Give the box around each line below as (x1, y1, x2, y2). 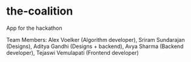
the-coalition (6, 4, 73, 18)
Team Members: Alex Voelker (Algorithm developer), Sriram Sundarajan (6, 36, 185, 43)
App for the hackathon (6, 24, 62, 32)
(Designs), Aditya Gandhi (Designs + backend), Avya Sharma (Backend (6, 43, 184, 50)
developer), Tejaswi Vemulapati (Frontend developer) (6, 49, 139, 56)
